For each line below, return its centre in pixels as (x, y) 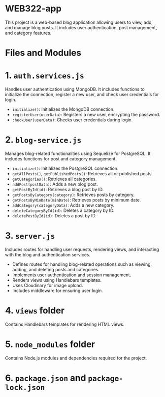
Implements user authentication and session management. (72, 275)
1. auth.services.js (45, 75)
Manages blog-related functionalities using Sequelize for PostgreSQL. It (78, 153)
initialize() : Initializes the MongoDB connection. (63, 109)
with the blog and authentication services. (48, 254)
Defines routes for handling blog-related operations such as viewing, (82, 264)
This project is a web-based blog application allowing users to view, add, (79, 22)
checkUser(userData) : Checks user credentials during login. (72, 120)
